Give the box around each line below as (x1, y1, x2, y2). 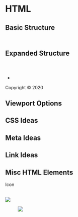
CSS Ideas (5, 116, 38, 125)
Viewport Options (5, 99, 62, 107)
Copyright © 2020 (5, 84, 44, 90)
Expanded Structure (5, 49, 70, 57)
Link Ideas (5, 151, 38, 160)
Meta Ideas (5, 133, 41, 142)
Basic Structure (5, 23, 55, 32)
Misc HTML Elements (5, 168, 73, 176)
